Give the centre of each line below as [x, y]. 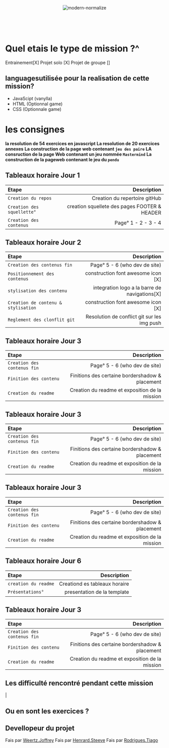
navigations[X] [144, 294]
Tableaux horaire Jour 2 [43, 242]
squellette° [22, 212]
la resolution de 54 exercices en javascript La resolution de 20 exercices [82, 143]
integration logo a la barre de [127, 288]
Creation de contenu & [35, 303]
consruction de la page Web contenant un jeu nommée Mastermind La [78, 154]
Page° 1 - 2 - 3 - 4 [138, 223]
